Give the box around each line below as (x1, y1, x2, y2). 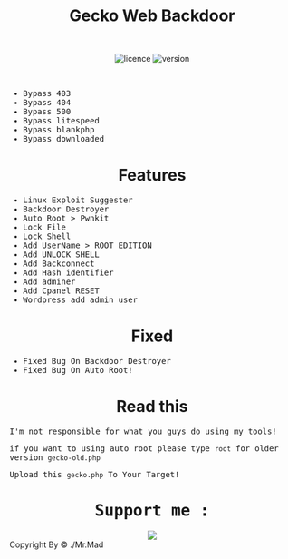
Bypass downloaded (22, 133, 105, 143)
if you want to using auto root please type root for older (9, 443, 279, 454)
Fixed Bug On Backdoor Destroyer (22, 356, 172, 366)
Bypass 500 (22, 106, 72, 116)
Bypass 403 (22, 88, 72, 98)
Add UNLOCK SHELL (22, 249, 100, 260)
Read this (116, 397, 188, 417)
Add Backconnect (22, 258, 95, 269)
